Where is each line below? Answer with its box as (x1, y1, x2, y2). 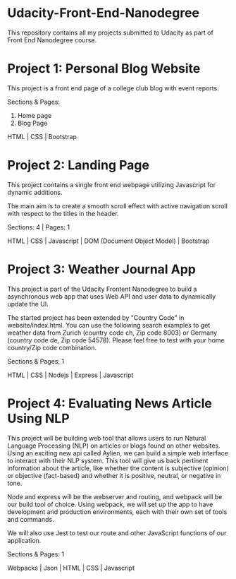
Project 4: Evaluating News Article (7, 395, 213, 411)
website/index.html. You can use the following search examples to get (7, 321, 211, 329)
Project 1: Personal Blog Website (7, 61, 201, 77)
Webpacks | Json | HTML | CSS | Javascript (7, 563, 135, 572)
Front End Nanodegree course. (7, 35, 97, 44)
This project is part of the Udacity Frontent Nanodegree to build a (7, 285, 197, 293)
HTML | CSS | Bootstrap (7, 132, 77, 141)
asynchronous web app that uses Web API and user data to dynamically (7, 292, 216, 301)
